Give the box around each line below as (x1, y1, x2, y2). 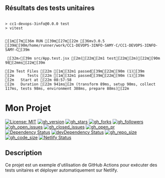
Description (5, 149, 42, 157)
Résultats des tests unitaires (5, 4, 95, 12)
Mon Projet (5, 103, 51, 113)
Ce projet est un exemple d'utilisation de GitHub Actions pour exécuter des (5, 162, 158, 168)
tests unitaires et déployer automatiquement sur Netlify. (5, 167, 119, 173)
